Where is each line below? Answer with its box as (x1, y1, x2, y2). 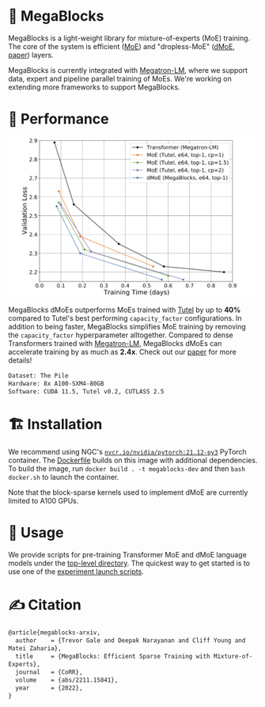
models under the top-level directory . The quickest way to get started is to (8, 558, 251, 568)
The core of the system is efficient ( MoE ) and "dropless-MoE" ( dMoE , (8, 41, 236, 51)
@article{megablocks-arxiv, (8, 629, 101, 637)
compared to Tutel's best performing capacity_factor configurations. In (8, 314, 243, 323)
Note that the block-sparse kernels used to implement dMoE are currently (8, 488, 248, 497)
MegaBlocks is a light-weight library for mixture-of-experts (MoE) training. (8, 33, 251, 43)
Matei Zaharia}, (8, 644, 62, 652)
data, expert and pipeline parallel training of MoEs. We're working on (8, 74, 232, 83)
